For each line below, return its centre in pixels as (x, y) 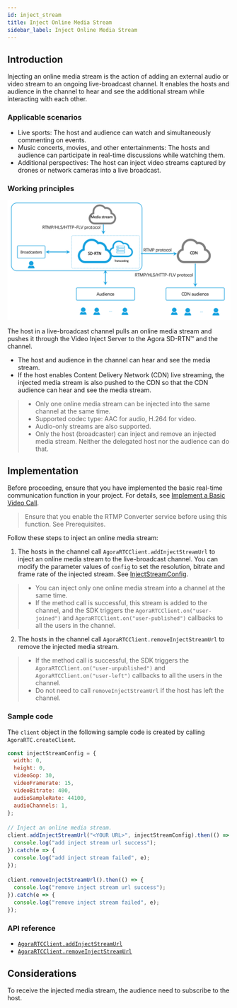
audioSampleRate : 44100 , (50, 798)
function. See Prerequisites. (65, 525)
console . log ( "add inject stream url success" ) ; (85, 843)
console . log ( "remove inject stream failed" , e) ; (87, 903)
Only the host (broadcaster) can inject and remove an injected (126, 434)
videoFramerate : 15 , (44, 783)
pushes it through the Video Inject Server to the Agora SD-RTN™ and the (112, 338)
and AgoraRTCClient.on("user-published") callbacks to (143, 618)
